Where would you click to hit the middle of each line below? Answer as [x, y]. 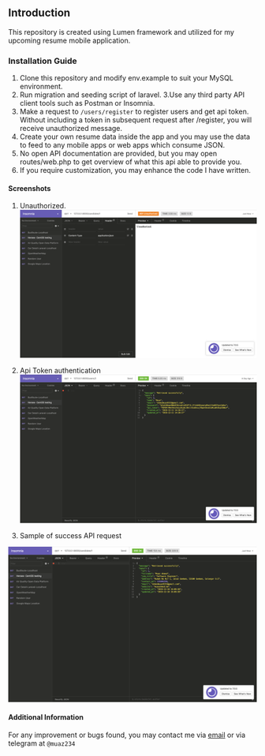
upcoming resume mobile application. [69, 40]
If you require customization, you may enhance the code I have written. [135, 170]
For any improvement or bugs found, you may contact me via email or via [127, 735]
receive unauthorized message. [71, 129]
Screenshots [30, 188]
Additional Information [46, 717]
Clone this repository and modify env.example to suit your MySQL [127, 78]
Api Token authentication [60, 371]
